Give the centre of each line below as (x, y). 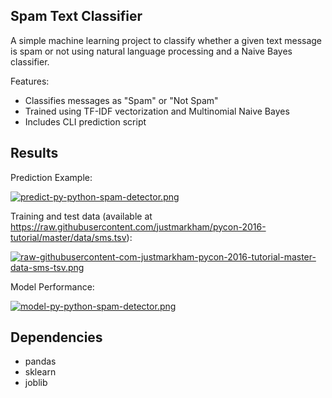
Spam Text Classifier (76, 16)
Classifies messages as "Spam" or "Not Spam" (121, 100)
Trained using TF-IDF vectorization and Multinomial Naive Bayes (157, 111)
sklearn (40, 372)
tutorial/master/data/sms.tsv (68, 237)
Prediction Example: (51, 177)
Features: (30, 81)
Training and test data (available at (81, 216)
